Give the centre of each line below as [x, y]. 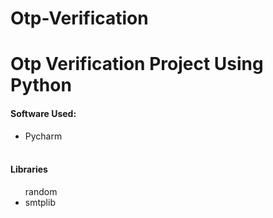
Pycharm [43, 136]
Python [41, 85]
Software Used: [43, 113]
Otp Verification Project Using [137, 64]
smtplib [40, 202]
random [41, 191]
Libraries [29, 169]
